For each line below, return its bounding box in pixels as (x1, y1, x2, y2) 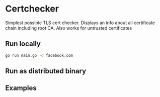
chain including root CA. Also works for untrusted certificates (5, 25, 132, 31)
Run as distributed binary (5, 67, 87, 75)
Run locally (5, 40, 41, 48)
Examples (5, 84, 37, 92)
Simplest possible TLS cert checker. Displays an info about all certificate (5, 20, 155, 26)
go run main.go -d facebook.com (5, 53, 73, 58)
